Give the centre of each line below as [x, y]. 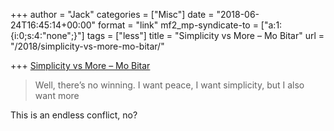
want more [57, 95]
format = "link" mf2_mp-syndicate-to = [178, 25]
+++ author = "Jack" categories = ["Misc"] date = [112, 14]
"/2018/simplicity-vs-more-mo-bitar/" [87, 46]
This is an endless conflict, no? [74, 115]
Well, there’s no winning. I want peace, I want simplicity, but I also [169, 85]
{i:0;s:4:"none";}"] [47, 35]
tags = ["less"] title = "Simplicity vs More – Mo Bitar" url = [205, 35]
